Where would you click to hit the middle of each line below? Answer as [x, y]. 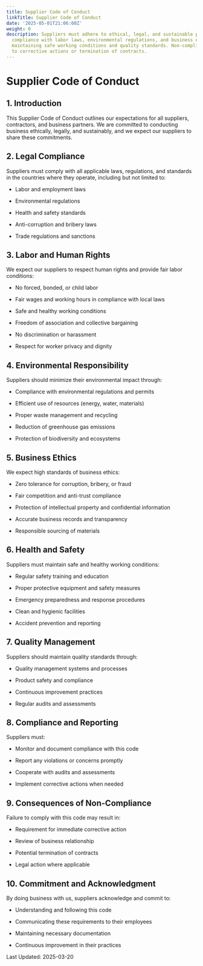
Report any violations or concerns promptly [69, 761]
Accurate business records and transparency [71, 519]
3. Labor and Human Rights [58, 255]
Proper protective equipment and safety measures [78, 588]
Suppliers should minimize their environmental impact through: [84, 380]
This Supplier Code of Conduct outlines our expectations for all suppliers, [98, 118]
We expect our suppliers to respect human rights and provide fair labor [95, 269]
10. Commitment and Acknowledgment [81, 883]
